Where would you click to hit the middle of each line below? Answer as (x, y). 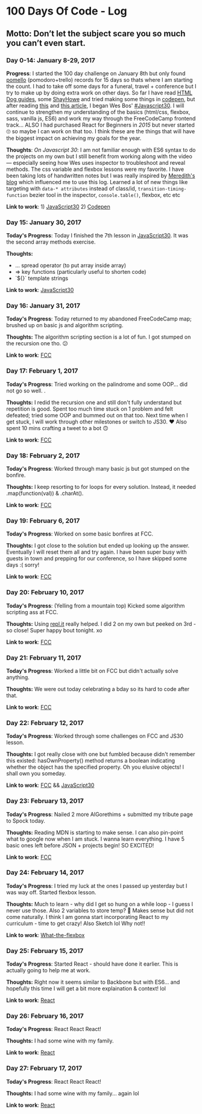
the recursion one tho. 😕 (37, 343)
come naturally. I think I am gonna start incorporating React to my (87, 917)
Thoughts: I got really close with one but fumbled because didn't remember (101, 754)
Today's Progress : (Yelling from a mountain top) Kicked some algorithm (96, 605)
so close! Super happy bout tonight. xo (54, 630)
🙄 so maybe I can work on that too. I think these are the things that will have (101, 131)
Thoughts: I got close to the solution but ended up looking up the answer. (98, 546)
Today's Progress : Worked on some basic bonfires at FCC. (80, 534)
